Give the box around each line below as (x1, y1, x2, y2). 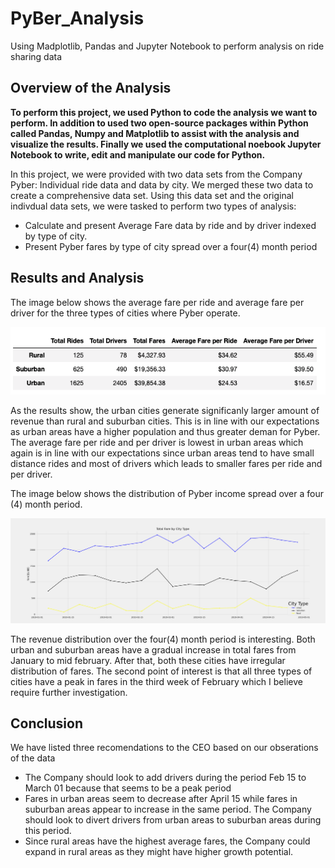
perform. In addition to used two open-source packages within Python (10, 117, 309, 129)
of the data (10, 752, 56, 764)
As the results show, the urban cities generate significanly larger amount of (10, 404, 320, 416)
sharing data (10, 50, 63, 62)
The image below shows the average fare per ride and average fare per (10, 296, 305, 308)
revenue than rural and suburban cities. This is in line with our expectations (10, 415, 320, 427)
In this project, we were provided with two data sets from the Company (10, 168, 303, 180)
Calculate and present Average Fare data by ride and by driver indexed (24, 219, 317, 231)
